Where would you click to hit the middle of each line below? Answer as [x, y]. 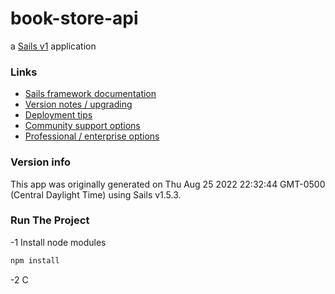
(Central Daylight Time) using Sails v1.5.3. [96, 194]
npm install [35, 260]
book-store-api [74, 18]
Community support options [82, 126]
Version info [41, 162]
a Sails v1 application [53, 46]
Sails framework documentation [90, 94]
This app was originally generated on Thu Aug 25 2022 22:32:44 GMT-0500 [168, 184]
